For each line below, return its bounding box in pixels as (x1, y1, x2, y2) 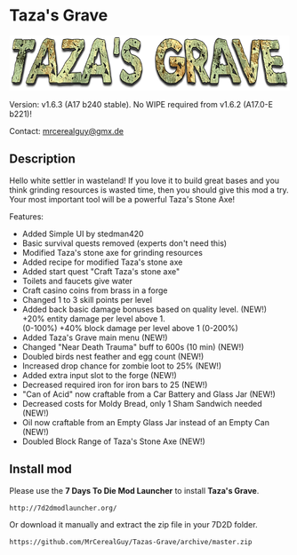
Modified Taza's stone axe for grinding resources (21, 247, 203, 258)
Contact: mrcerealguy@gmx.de (9, 125, 124, 136)
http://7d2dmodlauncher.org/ (9, 503, 117, 512)
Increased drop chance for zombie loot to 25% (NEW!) (21, 361, 222, 371)
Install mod (9, 462, 73, 477)
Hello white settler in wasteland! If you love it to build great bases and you (9, 175, 280, 186)
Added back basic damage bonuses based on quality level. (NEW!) (21, 304, 268, 314)
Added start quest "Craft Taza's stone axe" (21, 266, 181, 276)
